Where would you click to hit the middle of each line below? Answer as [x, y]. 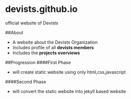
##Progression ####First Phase [38, 62]
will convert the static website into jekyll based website [69, 91]
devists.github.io [41, 9]
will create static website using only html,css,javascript [69, 72]
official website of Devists [32, 23]
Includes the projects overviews [46, 53]
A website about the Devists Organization [55, 42]
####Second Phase [26, 82]
